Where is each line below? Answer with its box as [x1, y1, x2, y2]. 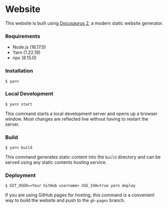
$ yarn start [5, 101, 33, 107]
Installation [5, 67, 34, 74]
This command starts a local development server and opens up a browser [5, 111, 158, 117]
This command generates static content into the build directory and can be [5, 154, 161, 160]
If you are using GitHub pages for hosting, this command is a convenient [5, 192, 154, 198]
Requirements [5, 33, 41, 40]
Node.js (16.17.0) [12, 44, 46, 50]
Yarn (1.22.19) [12, 49, 41, 56]
